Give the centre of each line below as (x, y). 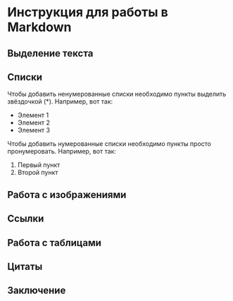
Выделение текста (50, 53)
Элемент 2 (34, 123)
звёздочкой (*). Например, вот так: (60, 102)
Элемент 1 (33, 115)
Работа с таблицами (55, 243)
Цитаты (25, 266)
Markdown (39, 27)
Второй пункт (38, 173)
